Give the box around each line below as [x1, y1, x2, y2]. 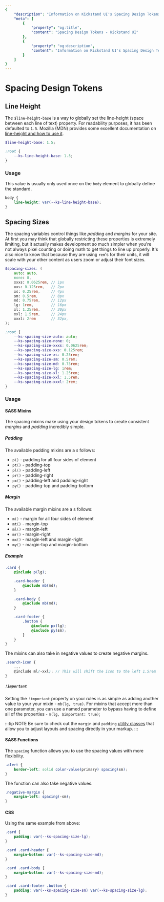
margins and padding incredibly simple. [5, 424, 85, 430]
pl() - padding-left [12, 467, 50, 473]
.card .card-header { [5, 848, 49, 853]
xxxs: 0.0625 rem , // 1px [14, 279, 64, 285]
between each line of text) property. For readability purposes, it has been [5, 120, 152, 126]
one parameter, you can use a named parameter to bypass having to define [5, 706, 157, 711]
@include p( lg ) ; [14, 570, 47, 575]
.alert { [5, 762, 23, 767]
